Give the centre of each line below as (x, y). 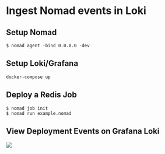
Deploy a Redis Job (41, 95)
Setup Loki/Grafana (42, 63)
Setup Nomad (31, 32)
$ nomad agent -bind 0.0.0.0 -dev (48, 45)
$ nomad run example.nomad (39, 113)
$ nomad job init (27, 108)
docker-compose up (28, 77)
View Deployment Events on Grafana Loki (83, 132)
